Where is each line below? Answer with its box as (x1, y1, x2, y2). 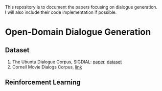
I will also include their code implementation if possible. (5, 9, 117, 15)
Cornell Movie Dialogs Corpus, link (12, 64, 82, 70)
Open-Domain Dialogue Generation (5, 26, 151, 38)
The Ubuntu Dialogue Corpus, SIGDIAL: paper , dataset (12, 59, 122, 65)
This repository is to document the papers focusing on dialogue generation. (5, 4, 158, 10)
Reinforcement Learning (5, 78, 81, 87)
